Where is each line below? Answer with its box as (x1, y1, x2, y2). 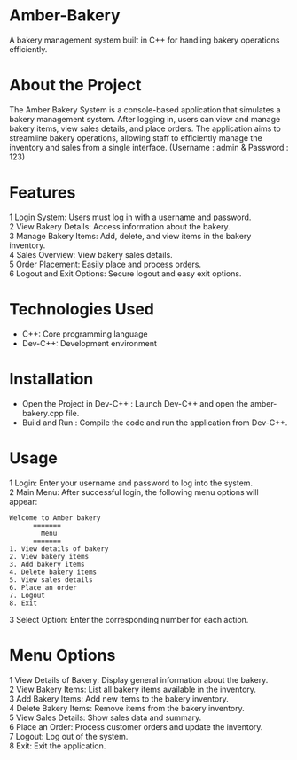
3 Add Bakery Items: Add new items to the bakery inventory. (9, 693, 229, 704)
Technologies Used (9, 299, 155, 319)
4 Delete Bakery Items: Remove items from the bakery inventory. (9, 702, 246, 713)
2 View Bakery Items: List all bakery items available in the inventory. (9, 684, 257, 694)
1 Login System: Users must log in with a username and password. (9, 212, 252, 222)
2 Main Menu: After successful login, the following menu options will (9, 486, 259, 497)
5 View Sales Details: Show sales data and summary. (9, 712, 202, 723)
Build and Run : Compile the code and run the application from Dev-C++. (21, 417, 288, 428)
